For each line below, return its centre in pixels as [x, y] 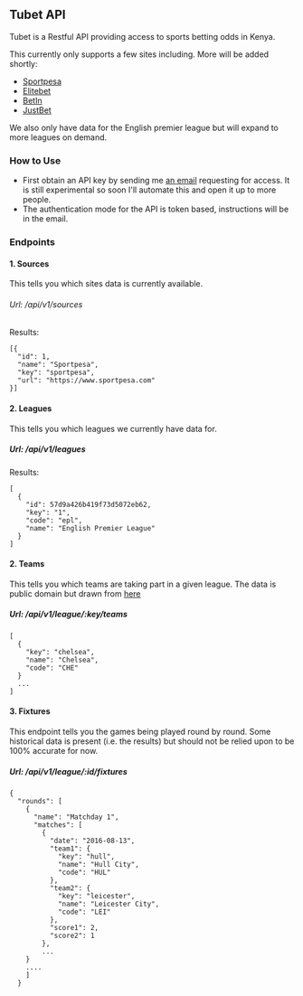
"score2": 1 [72, 935]
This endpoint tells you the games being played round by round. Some [140, 731]
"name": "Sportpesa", [58, 365]
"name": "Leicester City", [109, 904]
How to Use [35, 160]
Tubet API [38, 15]
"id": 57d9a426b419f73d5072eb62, [89, 504]
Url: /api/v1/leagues [47, 449]
